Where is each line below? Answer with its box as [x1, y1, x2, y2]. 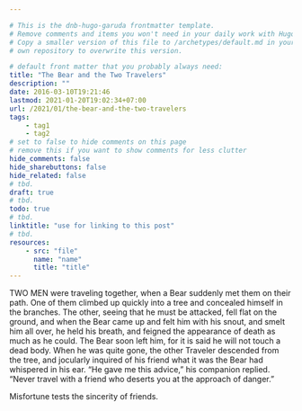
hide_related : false [9, 171, 87, 180]
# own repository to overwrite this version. [9, 46, 182, 55]
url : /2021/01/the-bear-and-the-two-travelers [9, 104, 187, 113]
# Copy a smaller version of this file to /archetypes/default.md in [9, 38, 276, 47]
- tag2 [25, 130, 50, 138]
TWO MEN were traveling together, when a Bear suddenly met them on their [9, 288, 291, 299]
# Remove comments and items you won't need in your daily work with [9, 29, 276, 39]
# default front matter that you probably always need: [9, 62, 223, 72]
